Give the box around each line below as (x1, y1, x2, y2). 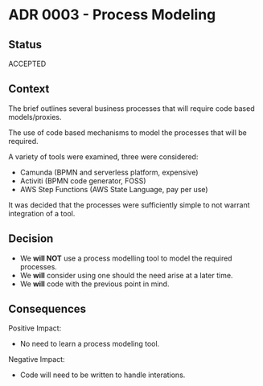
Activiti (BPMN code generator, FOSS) (19, 175, 146, 186)
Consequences (8, 302, 87, 316)
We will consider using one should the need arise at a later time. (19, 270, 233, 280)
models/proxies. (8, 112, 62, 121)
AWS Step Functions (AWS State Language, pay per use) (19, 184, 208, 194)
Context (8, 82, 50, 96)
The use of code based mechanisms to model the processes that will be (8, 127, 248, 138)
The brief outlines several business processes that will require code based (8, 103, 255, 113)
